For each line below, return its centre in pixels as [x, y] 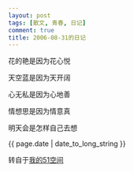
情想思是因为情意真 [39, 111]
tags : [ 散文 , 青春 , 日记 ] [47, 23]
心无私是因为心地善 [39, 95]
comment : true [32, 30]
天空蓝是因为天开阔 [39, 78]
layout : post [30, 15]
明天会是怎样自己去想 [43, 128]
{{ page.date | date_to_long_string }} [67, 144]
